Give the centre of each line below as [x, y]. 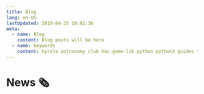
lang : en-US [21, 18]
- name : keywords [34, 46]
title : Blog [21, 12]
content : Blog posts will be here [61, 40]
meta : [13, 29]
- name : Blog [28, 35]
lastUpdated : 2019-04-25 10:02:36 [50, 23]
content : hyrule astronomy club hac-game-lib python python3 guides [106, 52]
